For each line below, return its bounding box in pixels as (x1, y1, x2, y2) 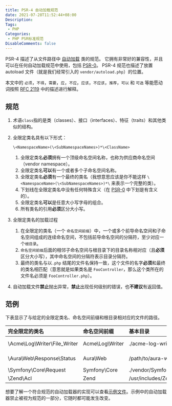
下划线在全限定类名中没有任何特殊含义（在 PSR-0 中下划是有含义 (20, 186, 158, 193)
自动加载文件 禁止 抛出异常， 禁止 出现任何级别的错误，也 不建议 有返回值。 (12, 283, 165, 289)
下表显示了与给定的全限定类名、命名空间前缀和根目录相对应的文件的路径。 (5, 315, 162, 321)
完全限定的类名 (8, 328, 45, 335)
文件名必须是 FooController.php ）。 (20, 272, 95, 279)
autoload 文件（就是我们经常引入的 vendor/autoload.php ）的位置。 (5, 68, 146, 75)
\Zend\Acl (8, 375, 32, 382)
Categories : (5, 31, 31, 36)
